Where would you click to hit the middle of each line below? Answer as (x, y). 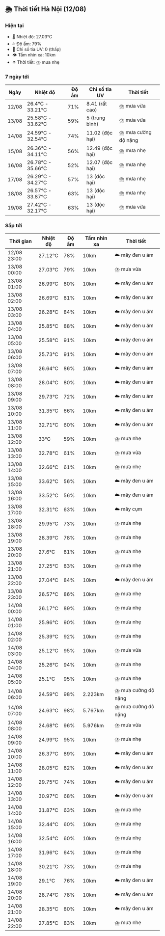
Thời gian (20, 241)
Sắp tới (14, 225)
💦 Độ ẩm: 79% (27, 44)
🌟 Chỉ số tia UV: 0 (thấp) (37, 49)
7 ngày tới (17, 77)
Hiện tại (14, 26)
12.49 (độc (99, 148)
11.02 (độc (99, 133)
